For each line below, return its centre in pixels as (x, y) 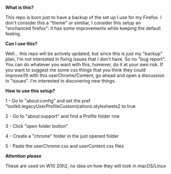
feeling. (13, 34)
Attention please (24, 156)
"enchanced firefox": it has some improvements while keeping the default (83, 28)
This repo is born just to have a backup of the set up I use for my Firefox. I (83, 17)
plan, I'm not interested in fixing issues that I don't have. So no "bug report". (85, 59)
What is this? (20, 7)
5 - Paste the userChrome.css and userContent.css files (65, 146)
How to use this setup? (30, 91)
